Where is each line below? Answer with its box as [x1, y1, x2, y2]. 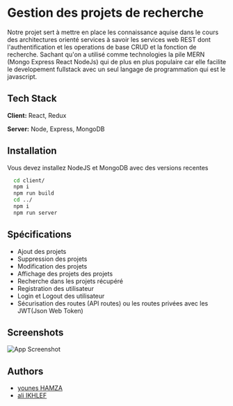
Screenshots [7, 326, 64, 339]
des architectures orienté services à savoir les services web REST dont [7, 35, 211, 43]
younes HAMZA [17, 384, 63, 392]
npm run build [13, 190, 54, 197]
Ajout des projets [17, 247, 67, 255]
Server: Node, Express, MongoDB [7, 124, 106, 133]
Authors [7, 365, 44, 377]
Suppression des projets [17, 255, 88, 263]
